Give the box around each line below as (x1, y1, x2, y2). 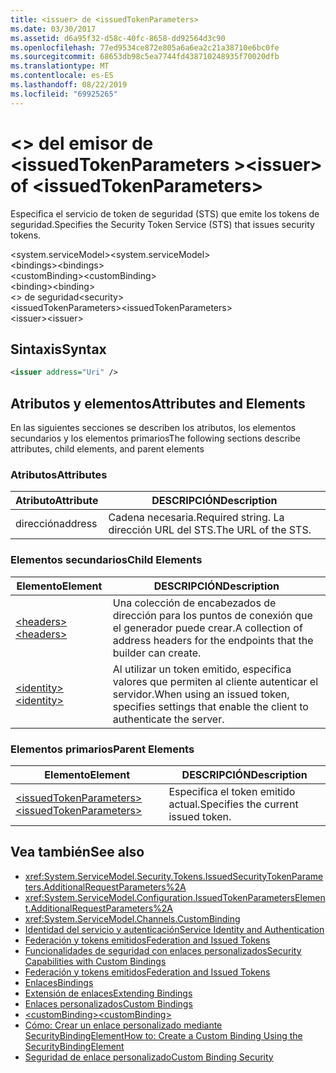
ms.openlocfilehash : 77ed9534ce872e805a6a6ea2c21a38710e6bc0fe (10, 42, 280, 53)
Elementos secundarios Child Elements (10, 553, 203, 567)
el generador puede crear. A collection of (112, 621, 303, 635)
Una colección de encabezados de (112, 596, 277, 610)
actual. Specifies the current (168, 797, 299, 811)
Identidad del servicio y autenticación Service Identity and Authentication (24, 923, 325, 935)
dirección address (15, 517, 98, 531)
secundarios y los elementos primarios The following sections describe (10, 432, 301, 445)
